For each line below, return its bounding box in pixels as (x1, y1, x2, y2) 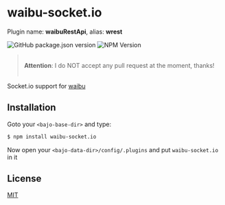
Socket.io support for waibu (7, 82, 86, 90)
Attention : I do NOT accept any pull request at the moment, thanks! (23, 61, 215, 69)
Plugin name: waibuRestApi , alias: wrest (7, 27, 123, 36)
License (7, 173, 42, 184)
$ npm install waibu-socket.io (7, 133, 97, 140)
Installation (7, 101, 56, 114)
